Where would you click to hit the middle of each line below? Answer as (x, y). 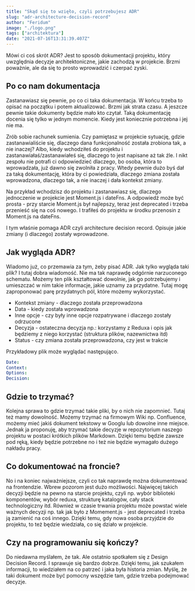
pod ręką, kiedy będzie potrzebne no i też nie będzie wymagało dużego (92, 442)
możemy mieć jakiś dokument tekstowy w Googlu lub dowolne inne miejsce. (97, 423)
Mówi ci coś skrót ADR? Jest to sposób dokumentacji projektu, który (88, 55)
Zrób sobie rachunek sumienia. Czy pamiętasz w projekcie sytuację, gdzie (95, 136)
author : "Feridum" (28, 22)
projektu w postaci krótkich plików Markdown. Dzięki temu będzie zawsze (95, 435)
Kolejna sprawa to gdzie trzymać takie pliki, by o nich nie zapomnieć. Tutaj (96, 411)
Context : (17, 368)
